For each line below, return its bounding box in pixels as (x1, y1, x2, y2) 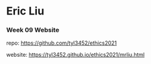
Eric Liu (6, 4, 45, 18)
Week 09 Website (6, 26, 59, 34)
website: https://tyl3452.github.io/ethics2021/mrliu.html (6, 51, 145, 59)
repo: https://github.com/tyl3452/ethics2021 (6, 39, 117, 46)
